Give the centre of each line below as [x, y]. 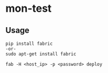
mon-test [29, 9]
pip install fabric [29, 44]
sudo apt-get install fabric [41, 54]
